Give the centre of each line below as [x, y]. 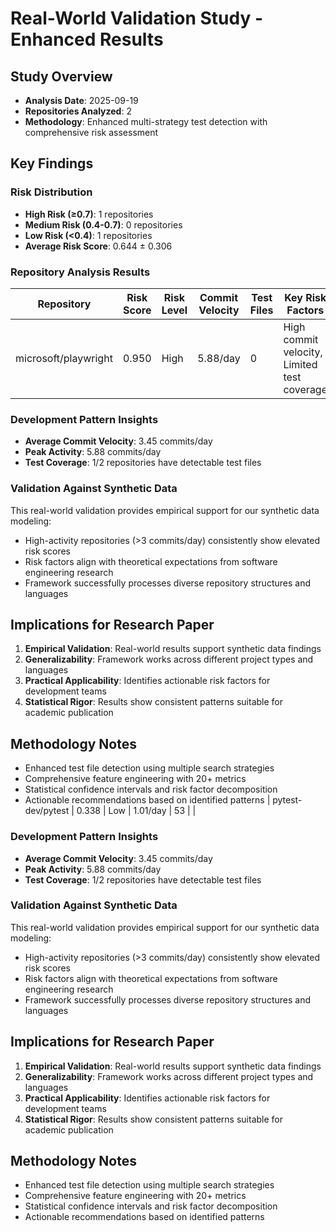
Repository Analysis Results [80, 272]
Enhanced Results [87, 39]
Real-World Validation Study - [137, 18]
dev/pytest [47, 811]
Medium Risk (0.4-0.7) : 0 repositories [103, 224]
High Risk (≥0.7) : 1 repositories [89, 214]
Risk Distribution [51, 192]
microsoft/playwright [64, 358]
